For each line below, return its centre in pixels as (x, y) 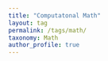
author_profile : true (44, 45)
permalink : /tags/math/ (48, 30)
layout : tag (28, 23)
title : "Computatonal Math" (55, 15)
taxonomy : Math (33, 38)
